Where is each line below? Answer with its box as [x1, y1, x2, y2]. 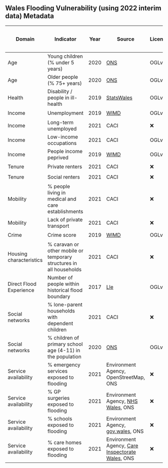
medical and [47, 195, 76, 202]
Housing [7, 250, 27, 257]
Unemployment [47, 110, 84, 117]
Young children [47, 53, 83, 60]
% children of [47, 334, 79, 341]
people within [47, 280, 79, 287]
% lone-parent [47, 301, 82, 308]
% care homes [47, 439, 81, 446]
